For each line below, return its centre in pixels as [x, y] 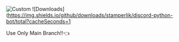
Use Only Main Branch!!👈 [38, 33]
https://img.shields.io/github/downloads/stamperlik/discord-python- [90, 15]
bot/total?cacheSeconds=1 [38, 21]
